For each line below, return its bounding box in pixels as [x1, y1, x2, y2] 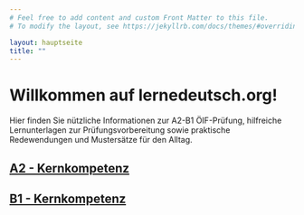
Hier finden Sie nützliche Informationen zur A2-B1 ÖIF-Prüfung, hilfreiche [9, 115, 282, 126]
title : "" [9, 46, 47, 55]
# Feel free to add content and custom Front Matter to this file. [9, 13, 270, 23]
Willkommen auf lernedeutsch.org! [9, 85, 278, 106]
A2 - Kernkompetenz [9, 160, 129, 176]
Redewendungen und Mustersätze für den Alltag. [9, 135, 193, 145]
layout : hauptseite [9, 38, 83, 47]
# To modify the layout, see [9, 22, 119, 31]
